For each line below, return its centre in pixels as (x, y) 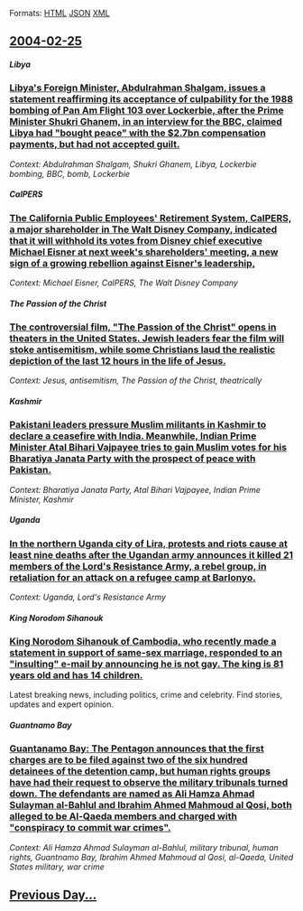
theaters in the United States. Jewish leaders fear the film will (147, 339)
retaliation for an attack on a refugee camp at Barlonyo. (133, 577)
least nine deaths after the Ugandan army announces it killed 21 (151, 554)
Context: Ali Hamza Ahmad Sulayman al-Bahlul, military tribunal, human (144, 847)
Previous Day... (53, 895)
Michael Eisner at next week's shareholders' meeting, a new (144, 252)
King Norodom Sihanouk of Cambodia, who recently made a (143, 642)
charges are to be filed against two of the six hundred (129, 760)
